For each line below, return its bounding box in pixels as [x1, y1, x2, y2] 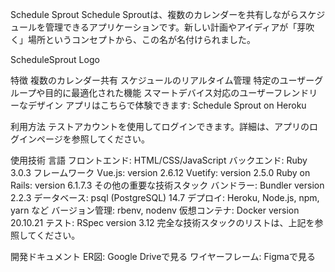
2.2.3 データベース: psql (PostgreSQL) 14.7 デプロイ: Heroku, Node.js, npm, [10, 192, 320, 203]
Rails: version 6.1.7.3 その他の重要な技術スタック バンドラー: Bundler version [10, 179, 325, 191]
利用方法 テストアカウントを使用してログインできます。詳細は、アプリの [10, 121, 310, 132]
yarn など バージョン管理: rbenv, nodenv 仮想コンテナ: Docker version [10, 204, 300, 216]
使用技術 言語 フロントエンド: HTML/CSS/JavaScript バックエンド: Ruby [10, 154, 308, 166]
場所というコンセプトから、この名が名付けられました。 [27, 34, 256, 45]
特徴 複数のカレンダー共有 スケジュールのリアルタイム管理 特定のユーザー [10, 74, 315, 86]
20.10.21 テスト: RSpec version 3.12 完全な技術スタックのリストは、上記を [10, 217, 315, 228]
